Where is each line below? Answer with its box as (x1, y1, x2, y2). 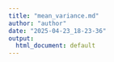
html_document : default (15, 42, 95, 50)
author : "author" (8, 19, 67, 27)
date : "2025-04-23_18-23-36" (8, 27, 107, 35)
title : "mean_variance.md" (8, 11, 99, 20)
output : (8, 34, 35, 43)
